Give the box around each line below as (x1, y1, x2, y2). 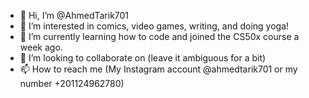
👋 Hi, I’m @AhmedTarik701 (19, 10, 130, 21)
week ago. (19, 41, 63, 53)
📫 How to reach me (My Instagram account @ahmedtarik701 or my (19, 63, 298, 75)
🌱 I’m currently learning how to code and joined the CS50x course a (19, 31, 300, 42)
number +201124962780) (19, 78, 125, 89)
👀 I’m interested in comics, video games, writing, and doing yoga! (19, 20, 290, 32)
